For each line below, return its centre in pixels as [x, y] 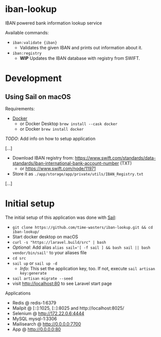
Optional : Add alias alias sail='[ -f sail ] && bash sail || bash [81, 247]
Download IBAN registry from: [43, 158]
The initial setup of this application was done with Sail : [61, 217]
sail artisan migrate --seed [42, 278]
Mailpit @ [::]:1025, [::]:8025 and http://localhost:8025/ [68, 308]
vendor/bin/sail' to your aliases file [49, 252]
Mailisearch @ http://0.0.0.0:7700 [46, 324]
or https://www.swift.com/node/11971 [58, 168]
